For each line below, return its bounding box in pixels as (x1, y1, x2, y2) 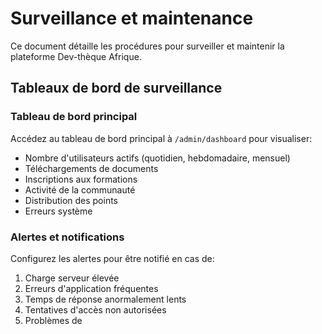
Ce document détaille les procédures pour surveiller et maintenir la (10, 40, 285, 52)
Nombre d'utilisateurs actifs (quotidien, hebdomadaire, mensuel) (24, 152, 291, 164)
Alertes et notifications (10, 230, 125, 244)
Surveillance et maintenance (10, 7, 254, 30)
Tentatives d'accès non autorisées (24, 303, 167, 316)
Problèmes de (24, 314, 83, 326)
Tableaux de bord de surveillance (10, 80, 223, 97)
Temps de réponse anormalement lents (24, 293, 187, 305)
